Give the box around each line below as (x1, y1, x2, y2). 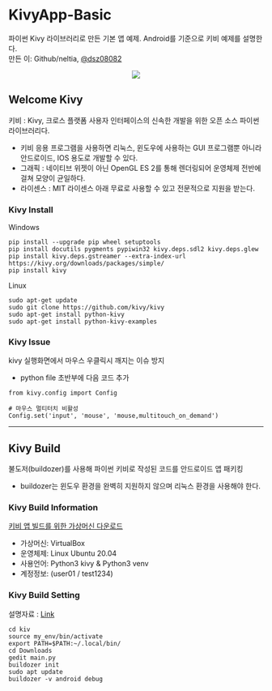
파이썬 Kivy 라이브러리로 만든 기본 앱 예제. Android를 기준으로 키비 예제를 (8, 33, 241, 43)
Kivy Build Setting (8, 590, 81, 601)
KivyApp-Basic (8, 6, 112, 24)
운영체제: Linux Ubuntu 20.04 (19, 548, 117, 558)
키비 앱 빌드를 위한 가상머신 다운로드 (8, 521, 123, 531)
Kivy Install (8, 204, 54, 215)
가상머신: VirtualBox (19, 539, 85, 548)
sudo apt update (8, 668, 63, 676)
